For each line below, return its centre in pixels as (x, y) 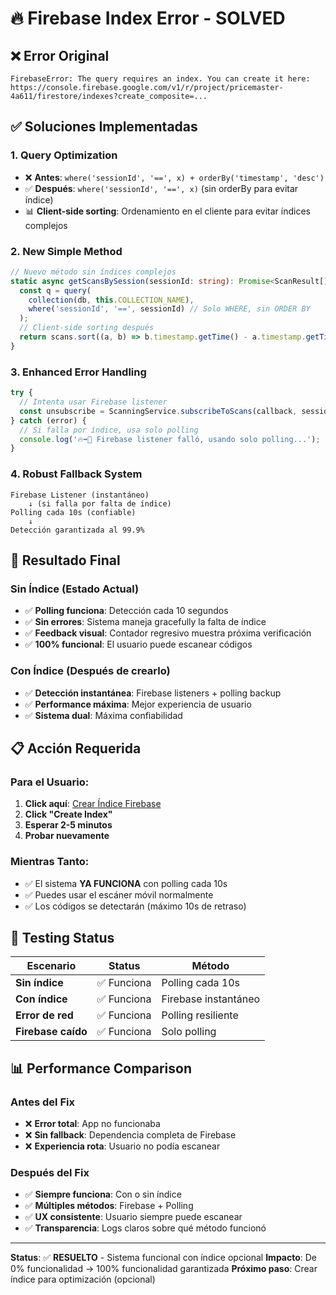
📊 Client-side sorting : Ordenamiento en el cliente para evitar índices (167, 211)
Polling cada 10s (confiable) (73, 512)
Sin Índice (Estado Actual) (75, 589)
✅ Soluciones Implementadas (104, 127)
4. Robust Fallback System (76, 474)
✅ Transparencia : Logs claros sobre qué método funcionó (145, 1228)
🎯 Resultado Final (65, 560)
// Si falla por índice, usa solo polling (109, 430)
